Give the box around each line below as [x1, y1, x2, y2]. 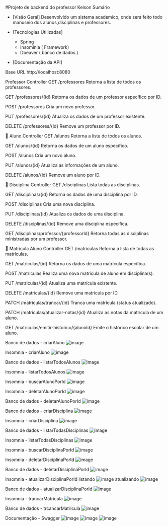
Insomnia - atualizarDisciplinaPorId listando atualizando [5, 476, 139, 482]
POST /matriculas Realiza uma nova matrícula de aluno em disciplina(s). [5, 270, 154, 276]
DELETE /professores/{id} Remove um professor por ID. [5, 123, 121, 129]
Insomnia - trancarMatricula [5, 496, 63, 501]
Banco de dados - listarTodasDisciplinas [5, 427, 89, 433]
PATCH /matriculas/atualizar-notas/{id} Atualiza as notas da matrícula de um [5, 310, 163, 315]
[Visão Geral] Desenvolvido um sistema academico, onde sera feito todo [12, 14, 162, 20]
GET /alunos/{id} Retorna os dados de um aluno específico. [5, 143, 129, 148]
